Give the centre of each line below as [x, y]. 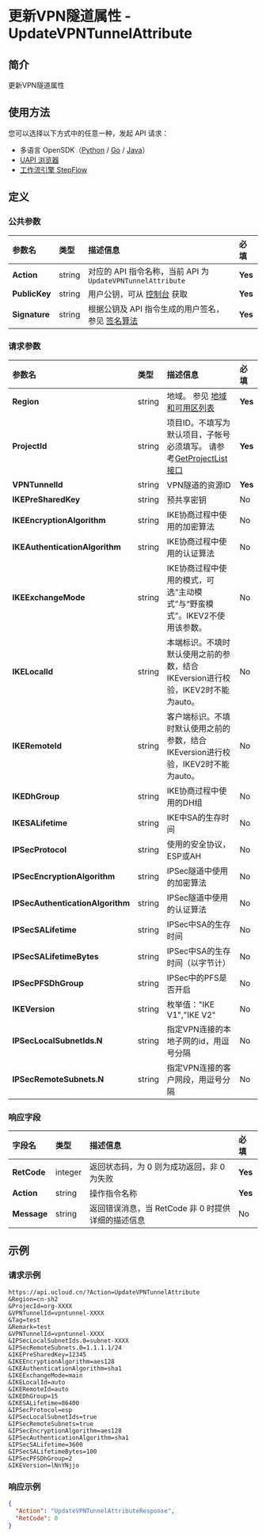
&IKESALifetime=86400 [44, 1403]
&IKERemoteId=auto [38, 1389]
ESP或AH [184, 856]
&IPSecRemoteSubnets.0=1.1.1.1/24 [65, 1347]
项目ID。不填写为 [199, 423]
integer [68, 1172]
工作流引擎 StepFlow [53, 169]
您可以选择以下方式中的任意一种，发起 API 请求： [89, 133]
